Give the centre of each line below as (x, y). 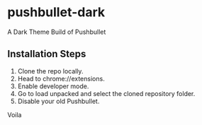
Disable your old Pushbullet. (58, 101)
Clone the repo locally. (50, 71)
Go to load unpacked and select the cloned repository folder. (106, 93)
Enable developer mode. (53, 86)
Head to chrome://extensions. (61, 78)
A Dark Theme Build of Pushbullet (57, 32)
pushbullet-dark (56, 12)
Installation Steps (47, 54)
